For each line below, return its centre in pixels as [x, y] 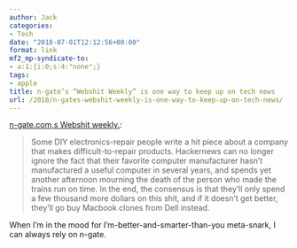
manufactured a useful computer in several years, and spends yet [151, 170]
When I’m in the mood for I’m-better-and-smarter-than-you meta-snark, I [143, 225]
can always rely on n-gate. [58, 235]
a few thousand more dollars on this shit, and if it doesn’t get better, [154, 198]
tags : [19, 75]
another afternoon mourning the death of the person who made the [154, 180]
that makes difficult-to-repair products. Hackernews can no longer [152, 151]
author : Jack [33, 17]
